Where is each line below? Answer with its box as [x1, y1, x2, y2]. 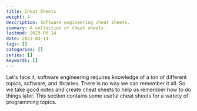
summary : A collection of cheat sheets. [6, 25, 107, 31]
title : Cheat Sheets [6, 8, 57, 15]
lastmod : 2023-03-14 [6, 30, 57, 36]
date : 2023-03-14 [6, 36, 49, 41]
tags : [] [6, 41, 28, 47]
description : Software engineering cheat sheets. [6, 19, 131, 25]
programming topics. [6, 98, 57, 105]
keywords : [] [6, 57, 38, 63]
